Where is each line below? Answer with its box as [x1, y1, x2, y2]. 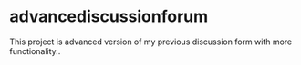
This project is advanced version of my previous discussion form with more [9, 36, 293, 47]
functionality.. [9, 45, 61, 56]
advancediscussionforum [9, 6, 209, 27]
